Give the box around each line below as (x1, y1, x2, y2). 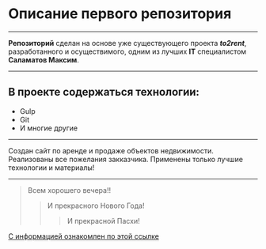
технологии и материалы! (8, 163, 95, 172)
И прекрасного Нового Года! (47, 201, 145, 210)
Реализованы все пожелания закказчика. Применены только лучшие (8, 154, 244, 164)
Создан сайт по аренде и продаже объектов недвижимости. (8, 145, 214, 155)
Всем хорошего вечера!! (27, 185, 112, 194)
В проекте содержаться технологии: (8, 85, 200, 99)
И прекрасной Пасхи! (66, 216, 140, 225)
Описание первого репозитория (8, 5, 232, 23)
